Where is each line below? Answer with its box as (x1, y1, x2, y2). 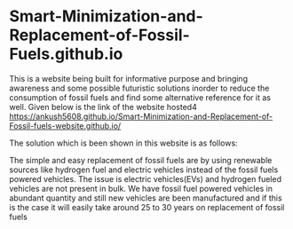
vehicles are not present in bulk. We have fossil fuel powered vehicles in (9, 183, 273, 193)
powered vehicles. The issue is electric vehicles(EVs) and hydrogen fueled (9, 173, 282, 184)
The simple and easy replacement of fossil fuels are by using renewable (9, 154, 273, 165)
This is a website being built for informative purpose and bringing (9, 73, 249, 83)
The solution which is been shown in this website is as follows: (9, 138, 238, 148)
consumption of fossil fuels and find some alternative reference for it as (9, 91, 271, 103)
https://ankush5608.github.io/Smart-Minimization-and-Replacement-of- (9, 111, 273, 122)
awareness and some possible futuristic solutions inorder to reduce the (9, 83, 270, 93)
